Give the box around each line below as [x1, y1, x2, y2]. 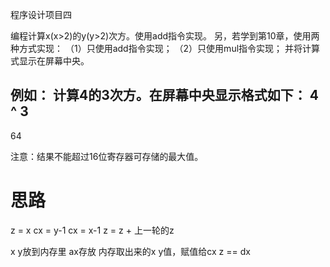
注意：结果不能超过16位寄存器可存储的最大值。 [10, 150, 204, 162]
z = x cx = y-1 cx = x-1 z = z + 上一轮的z [10, 224, 175, 236]
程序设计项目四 [10, 9, 72, 20]
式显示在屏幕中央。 [10, 55, 90, 67]
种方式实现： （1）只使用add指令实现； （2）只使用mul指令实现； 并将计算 [10, 43, 320, 54]
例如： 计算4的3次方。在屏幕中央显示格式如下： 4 [10, 87, 319, 104]
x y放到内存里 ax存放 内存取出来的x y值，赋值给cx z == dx [10, 245, 251, 257]
